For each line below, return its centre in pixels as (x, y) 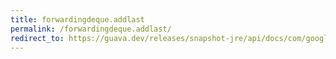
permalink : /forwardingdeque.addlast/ (91, 29)
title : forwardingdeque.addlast (77, 19)
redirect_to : (37, 38)
